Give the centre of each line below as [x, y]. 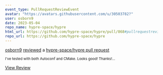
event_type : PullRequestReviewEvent [42, 9]
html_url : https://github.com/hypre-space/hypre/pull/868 [65, 32]
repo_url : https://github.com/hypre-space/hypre [55, 37]
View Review [18, 67]
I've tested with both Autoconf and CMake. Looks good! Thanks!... [60, 59]
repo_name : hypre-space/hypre [36, 27]
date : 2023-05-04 [23, 23]
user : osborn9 [19, 18]
